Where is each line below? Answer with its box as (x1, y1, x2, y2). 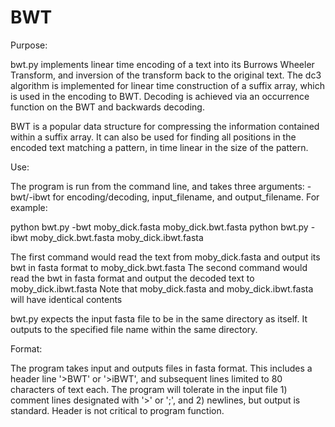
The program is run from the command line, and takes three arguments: (10, 180, 305, 192)
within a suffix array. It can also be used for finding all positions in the (10, 131, 297, 143)
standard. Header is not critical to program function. (10, 404, 225, 416)
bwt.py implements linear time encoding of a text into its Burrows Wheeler (10, 58, 315, 70)
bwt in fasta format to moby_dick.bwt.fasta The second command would (10, 261, 308, 273)
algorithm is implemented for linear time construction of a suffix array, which (10, 79, 325, 91)
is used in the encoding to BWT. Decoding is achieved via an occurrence (10, 90, 310, 102)
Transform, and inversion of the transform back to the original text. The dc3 (10, 69, 322, 81)
